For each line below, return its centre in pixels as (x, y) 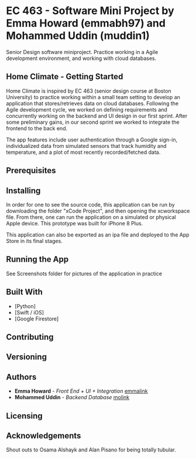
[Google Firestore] (37, 319)
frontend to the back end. (37, 128)
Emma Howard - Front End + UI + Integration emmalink (81, 391)
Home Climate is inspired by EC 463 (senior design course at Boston (89, 91)
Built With (24, 292)
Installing (23, 190)
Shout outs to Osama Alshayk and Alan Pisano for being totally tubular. (91, 450)
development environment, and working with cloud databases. (81, 58)
